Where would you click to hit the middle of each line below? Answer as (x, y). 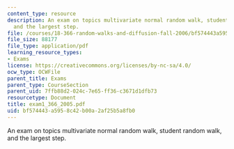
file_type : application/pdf (48, 46)
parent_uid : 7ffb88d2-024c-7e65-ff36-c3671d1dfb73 (82, 91)
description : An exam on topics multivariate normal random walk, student (118, 20)
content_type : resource (42, 14)
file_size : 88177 (32, 40)
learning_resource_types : (45, 53)
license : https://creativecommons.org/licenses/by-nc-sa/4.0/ (99, 65)
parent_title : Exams (37, 78)
